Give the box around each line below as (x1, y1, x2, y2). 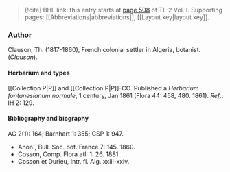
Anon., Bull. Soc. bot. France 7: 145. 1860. (17, 143, 136, 151)
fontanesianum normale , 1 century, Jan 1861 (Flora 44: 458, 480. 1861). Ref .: (8, 91, 224, 99)
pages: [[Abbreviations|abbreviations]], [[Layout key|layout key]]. (24, 13, 210, 21)
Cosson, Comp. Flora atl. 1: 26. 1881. (17, 150, 121, 158)
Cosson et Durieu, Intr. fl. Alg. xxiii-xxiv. (17, 157, 130, 165)
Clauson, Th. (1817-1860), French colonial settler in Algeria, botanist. (8, 46, 201, 54)
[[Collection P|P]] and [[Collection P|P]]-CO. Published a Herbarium (8, 84, 199, 92)
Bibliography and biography (8, 114, 89, 123)
